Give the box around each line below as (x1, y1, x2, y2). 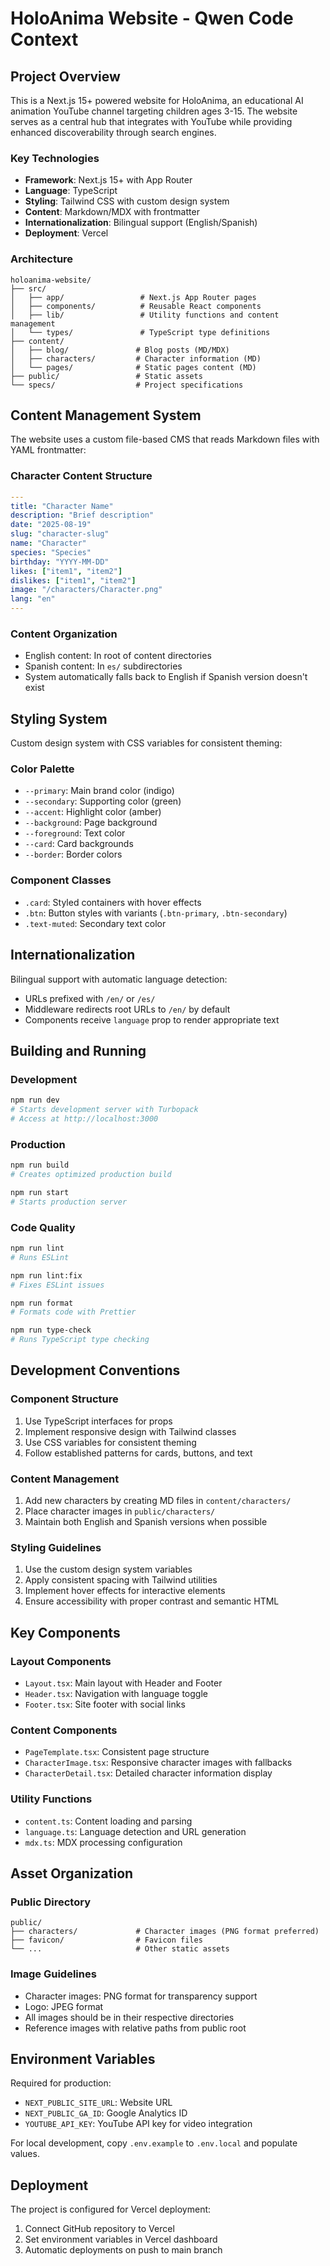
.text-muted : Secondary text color (24, 917, 167, 929)
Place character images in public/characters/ (24, 1505, 216, 1517)
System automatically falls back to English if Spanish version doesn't (24, 671, 308, 683)
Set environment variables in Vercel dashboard (24, 2233, 218, 2246)
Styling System (10, 710, 108, 727)
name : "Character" (10, 538, 87, 549)
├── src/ (10, 283, 47, 294)
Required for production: (10, 2077, 112, 2089)
